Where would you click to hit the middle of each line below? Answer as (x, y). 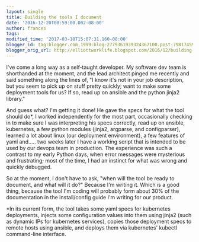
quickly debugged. (29, 167)
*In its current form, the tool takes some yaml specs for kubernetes (88, 209)
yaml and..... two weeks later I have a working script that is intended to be (96, 141)
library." (16, 98)
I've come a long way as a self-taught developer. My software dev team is (96, 67)
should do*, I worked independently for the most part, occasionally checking (99, 116)
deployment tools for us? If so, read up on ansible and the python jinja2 (93, 92)
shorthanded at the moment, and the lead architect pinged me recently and (98, 73)
